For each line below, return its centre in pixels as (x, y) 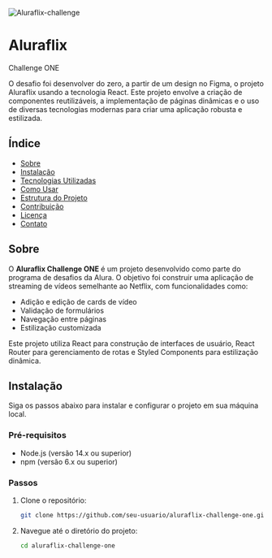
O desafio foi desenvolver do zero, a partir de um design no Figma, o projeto (136, 83)
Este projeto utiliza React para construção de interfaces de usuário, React (132, 343)
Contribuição (42, 206)
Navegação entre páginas (63, 319)
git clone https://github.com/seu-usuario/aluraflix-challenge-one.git (144, 515)
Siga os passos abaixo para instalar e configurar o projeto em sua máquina (134, 405)
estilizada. (26, 118)
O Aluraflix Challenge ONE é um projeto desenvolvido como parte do (125, 269)
